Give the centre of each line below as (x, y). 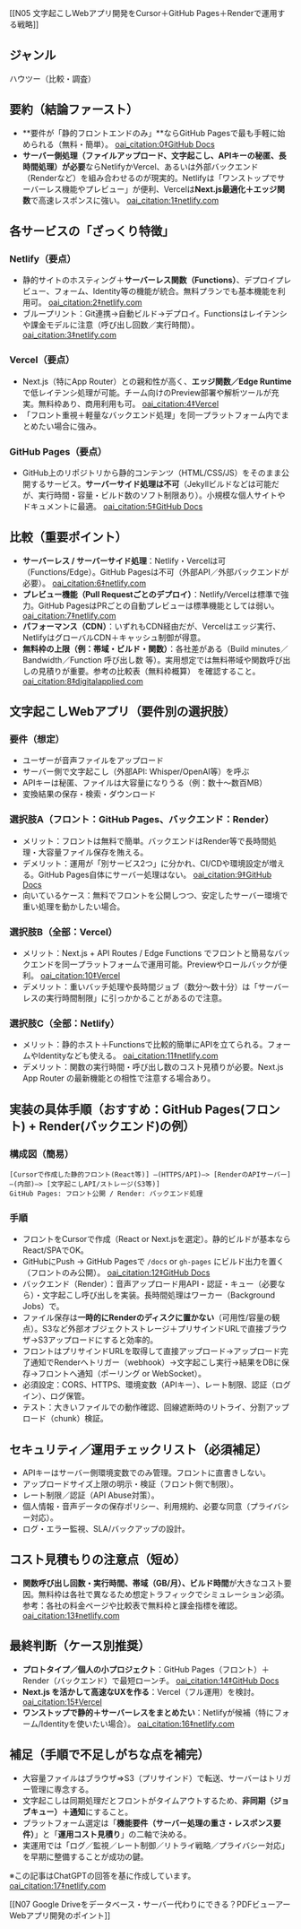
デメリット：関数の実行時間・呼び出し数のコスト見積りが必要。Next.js (153, 1067)
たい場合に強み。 (69, 426)
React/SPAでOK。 (56, 1250)
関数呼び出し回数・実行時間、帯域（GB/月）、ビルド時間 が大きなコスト (153, 1583)
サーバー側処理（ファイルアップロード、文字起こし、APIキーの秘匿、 (150, 155)
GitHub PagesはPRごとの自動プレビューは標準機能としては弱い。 (159, 605)
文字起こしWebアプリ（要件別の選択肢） (122, 712)
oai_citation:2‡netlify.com (95, 302)
